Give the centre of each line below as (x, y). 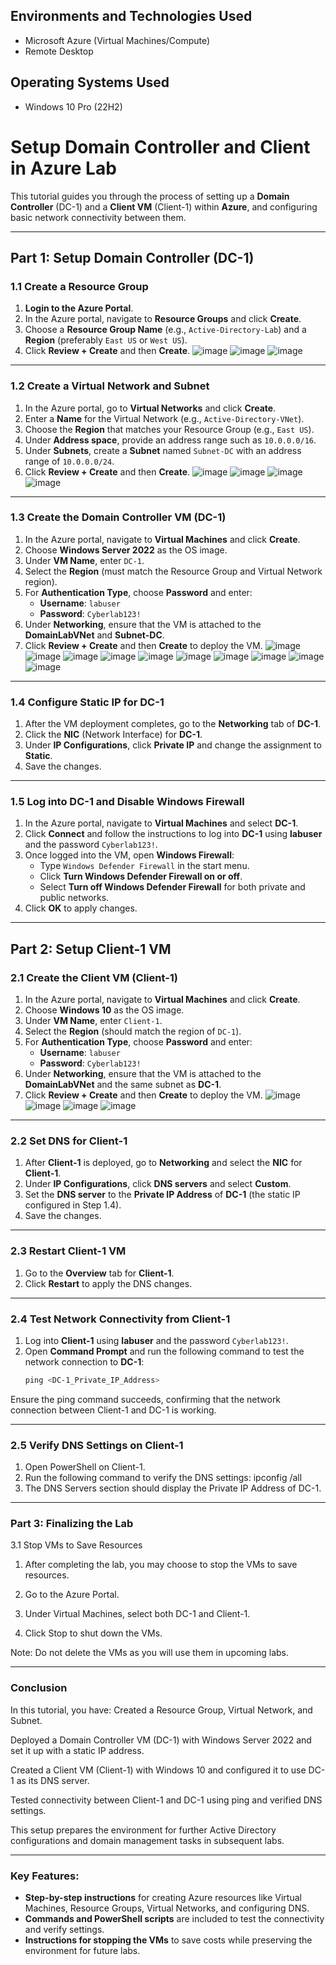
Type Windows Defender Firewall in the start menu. (144, 866)
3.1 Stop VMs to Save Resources (76, 1545)
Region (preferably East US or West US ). (106, 340)
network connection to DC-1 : (84, 1362)
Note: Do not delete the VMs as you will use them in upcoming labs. (150, 1653)
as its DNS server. (53, 1780)
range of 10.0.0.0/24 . (69, 461)
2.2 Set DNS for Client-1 (69, 1141)
